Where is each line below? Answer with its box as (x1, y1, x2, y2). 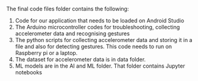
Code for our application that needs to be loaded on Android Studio (15, 17, 185, 24)
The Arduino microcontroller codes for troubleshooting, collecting (15, 24, 180, 30)
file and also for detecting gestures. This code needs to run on (15, 43, 172, 50)
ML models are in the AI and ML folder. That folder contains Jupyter (15, 62, 185, 69)
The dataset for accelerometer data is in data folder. (15, 56, 146, 63)
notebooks (15, 69, 43, 76)
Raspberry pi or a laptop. (15, 49, 78, 57)
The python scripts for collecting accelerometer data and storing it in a (15, 37, 193, 43)
